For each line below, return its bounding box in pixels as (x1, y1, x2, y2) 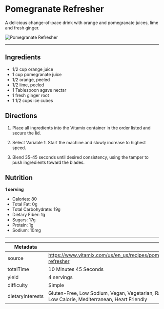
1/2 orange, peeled (12, 77, 50, 82)
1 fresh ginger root (12, 92, 50, 98)
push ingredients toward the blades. (12, 159, 85, 165)
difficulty (7, 282, 28, 289)
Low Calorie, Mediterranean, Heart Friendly (48, 296, 147, 303)
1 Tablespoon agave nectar (12, 87, 67, 93)
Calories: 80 (12, 196, 37, 202)
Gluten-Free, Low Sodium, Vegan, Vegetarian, (48, 290, 154, 297)
